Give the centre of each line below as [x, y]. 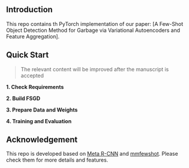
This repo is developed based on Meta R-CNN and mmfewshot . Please [92, 154]
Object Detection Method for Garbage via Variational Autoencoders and [93, 30]
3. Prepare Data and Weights [42, 110]
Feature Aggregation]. [33, 36]
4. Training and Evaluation [39, 121]
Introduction [30, 10]
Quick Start [27, 55]
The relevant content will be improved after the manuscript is [95, 69]
